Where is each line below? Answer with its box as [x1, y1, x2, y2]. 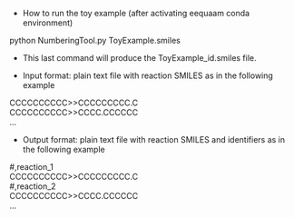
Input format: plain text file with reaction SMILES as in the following [22, 70, 274, 81]
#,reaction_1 [9, 162, 54, 172]
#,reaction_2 [9, 181, 56, 192]
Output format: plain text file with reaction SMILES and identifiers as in [22, 134, 286, 144]
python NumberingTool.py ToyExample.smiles [9, 35, 181, 45]
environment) [22, 17, 73, 28]
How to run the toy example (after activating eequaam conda [22, 8, 250, 18]
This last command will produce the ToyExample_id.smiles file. [22, 53, 257, 63]
